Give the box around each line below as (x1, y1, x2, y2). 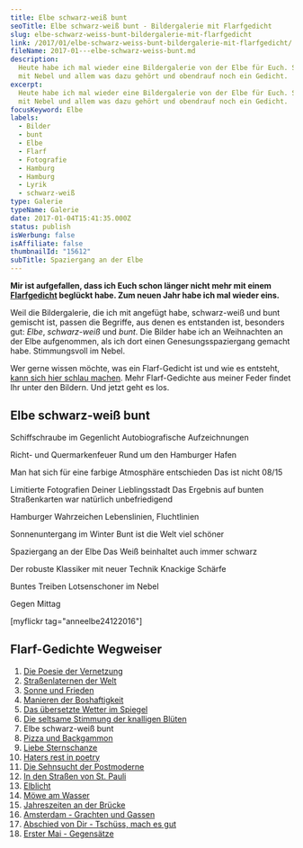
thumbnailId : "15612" (10, 247, 92, 256)
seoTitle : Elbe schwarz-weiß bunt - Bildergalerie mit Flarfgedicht (10, 22, 272, 31)
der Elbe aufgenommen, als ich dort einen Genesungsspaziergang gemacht (10, 336, 290, 346)
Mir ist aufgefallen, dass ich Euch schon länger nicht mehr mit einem (10, 281, 272, 290)
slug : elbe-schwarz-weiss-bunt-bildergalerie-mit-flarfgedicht (10, 30, 253, 39)
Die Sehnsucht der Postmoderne (22, 761, 145, 772)
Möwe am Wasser (22, 790, 91, 800)
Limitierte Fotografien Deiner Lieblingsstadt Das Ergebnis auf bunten (10, 484, 264, 495)
